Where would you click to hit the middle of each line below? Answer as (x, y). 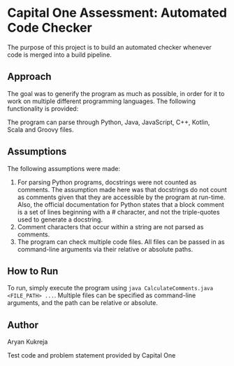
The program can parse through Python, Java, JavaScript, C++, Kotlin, (109, 122)
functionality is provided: (43, 108)
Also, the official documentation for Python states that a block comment (121, 204)
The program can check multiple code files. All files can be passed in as (121, 242)
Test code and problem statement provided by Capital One (92, 355)
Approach (29, 77)
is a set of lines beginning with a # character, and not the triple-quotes (118, 212)
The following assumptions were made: (64, 168)
